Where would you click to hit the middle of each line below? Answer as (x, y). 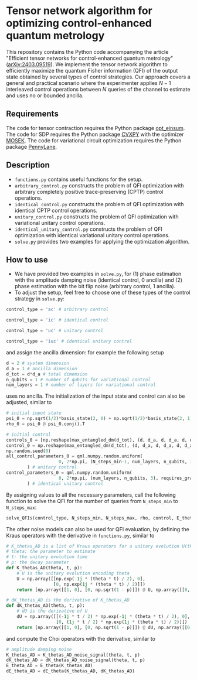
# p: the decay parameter (38, 563)
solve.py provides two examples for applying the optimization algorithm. (102, 241)
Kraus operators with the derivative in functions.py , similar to (80, 535)
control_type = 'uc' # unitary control (55, 331)
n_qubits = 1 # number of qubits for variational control (78, 380)
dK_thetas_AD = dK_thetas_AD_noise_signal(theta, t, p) (76, 660)
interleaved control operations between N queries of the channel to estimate (98, 89)
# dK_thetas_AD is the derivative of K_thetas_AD (68, 600)
